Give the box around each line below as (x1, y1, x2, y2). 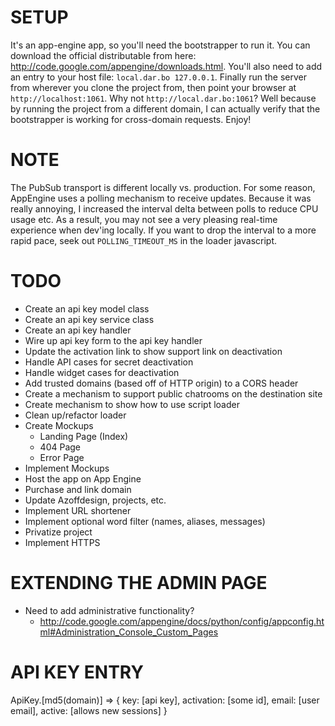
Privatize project (24, 526, 93, 538)
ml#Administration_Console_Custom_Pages (39, 626, 219, 638)
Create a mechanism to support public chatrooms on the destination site (24, 387, 323, 400)
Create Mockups (24, 419, 94, 431)
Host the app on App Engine (24, 472, 142, 485)
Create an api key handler (24, 324, 132, 336)
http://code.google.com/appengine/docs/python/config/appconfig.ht (39, 615, 325, 627)
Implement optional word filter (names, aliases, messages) (24, 515, 266, 527)
